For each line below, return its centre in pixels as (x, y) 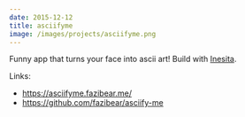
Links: (20, 76)
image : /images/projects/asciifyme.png (83, 34)
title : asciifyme (41, 26)
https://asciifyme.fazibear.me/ (77, 93)
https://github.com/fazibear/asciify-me (92, 103)
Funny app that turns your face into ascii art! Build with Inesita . (123, 59)
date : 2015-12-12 (41, 17)
